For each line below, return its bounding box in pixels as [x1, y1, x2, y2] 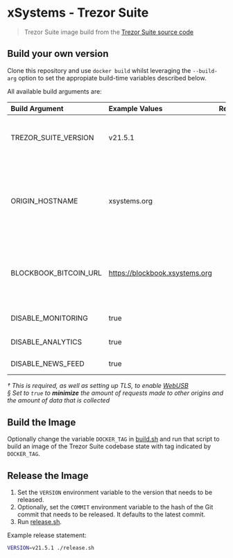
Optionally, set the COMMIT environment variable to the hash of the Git [17, 503, 214, 511]
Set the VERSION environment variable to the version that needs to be [17, 488, 213, 497]
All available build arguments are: [7, 87, 102, 95]
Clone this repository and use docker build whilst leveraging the [7, 66, 191, 74]
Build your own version [7, 48, 109, 60]
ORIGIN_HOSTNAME [10, 196, 78, 205]
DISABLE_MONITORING [10, 313, 88, 323]
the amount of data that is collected [7, 396, 110, 405]
